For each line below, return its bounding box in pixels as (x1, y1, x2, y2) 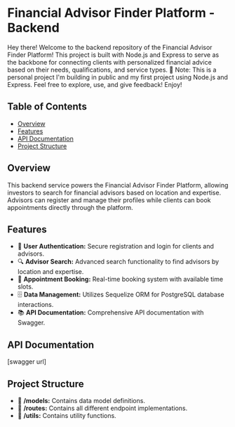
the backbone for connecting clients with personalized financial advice (7, 58, 212, 66)
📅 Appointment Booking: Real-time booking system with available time (17, 275, 223, 284)
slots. (17, 282, 34, 291)
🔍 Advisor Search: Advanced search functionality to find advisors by (17, 258, 220, 266)
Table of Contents (7, 100, 88, 113)
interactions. (17, 301, 54, 309)
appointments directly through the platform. (7, 203, 133, 211)
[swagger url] (7, 357, 47, 366)
